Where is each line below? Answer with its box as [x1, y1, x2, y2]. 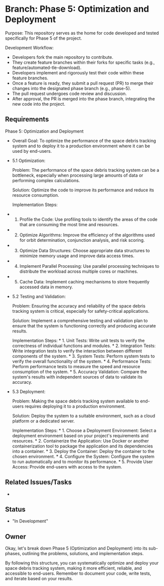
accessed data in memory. [19, 284, 73, 290]
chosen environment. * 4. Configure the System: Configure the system [12, 453, 155, 459]
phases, [5, 551, 21, 557]
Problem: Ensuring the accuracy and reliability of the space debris [12, 303, 146, 309]
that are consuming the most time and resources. [19, 221, 119, 227]
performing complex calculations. [12, 177, 80, 183]
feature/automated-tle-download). [12, 65, 82, 70]
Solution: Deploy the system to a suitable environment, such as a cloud [12, 413, 156, 419]
